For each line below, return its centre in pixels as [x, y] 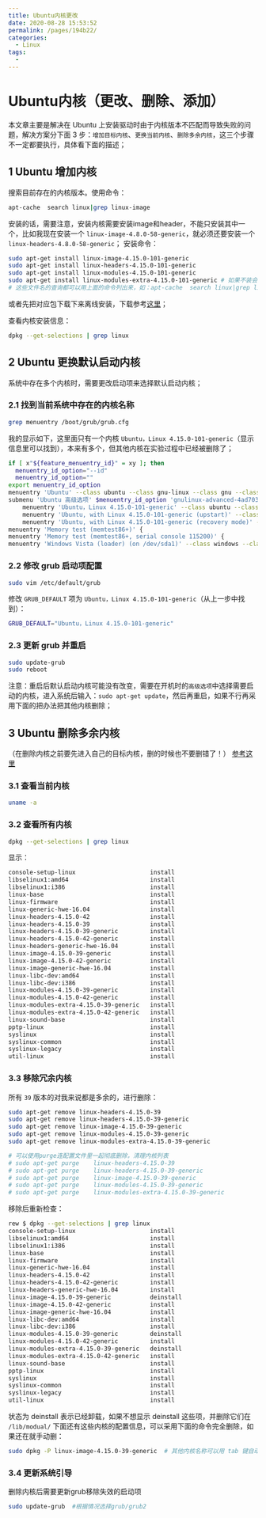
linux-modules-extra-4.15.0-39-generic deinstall [95, 1349]
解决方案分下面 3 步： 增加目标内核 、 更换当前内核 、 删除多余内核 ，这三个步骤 [138, 135]
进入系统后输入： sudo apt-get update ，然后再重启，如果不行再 [146, 696]
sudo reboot [28, 670]
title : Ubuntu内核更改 [43, 15]
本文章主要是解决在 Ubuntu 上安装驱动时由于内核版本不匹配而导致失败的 [126, 124]
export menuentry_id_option [55, 485]
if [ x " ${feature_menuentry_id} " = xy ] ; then [86, 463]
